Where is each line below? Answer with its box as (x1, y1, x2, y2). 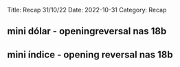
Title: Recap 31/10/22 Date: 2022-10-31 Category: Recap (7, 6, 167, 14)
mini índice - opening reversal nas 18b (7, 49, 173, 60)
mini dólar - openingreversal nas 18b (7, 25, 167, 37)
